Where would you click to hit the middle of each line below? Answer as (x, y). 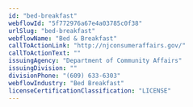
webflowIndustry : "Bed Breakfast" (67, 83)
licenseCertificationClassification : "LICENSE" (90, 91)
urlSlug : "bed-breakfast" (52, 31)
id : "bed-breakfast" (43, 16)
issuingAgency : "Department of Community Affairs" (95, 61)
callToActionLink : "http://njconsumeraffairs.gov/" (97, 46)
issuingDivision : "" (43, 68)
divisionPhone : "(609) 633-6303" (65, 76)
